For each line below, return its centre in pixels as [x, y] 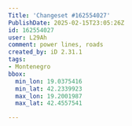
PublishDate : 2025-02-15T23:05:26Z [66, 23]
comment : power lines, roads [56, 45]
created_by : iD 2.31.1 [45, 52]
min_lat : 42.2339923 [49, 89]
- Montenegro [29, 67]
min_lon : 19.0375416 [49, 81]
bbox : [17, 74]
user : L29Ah [27, 37]
